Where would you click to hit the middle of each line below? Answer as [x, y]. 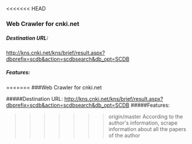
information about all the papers [148, 129]
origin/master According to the [146, 116]
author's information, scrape [143, 123]
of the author [124, 135]
